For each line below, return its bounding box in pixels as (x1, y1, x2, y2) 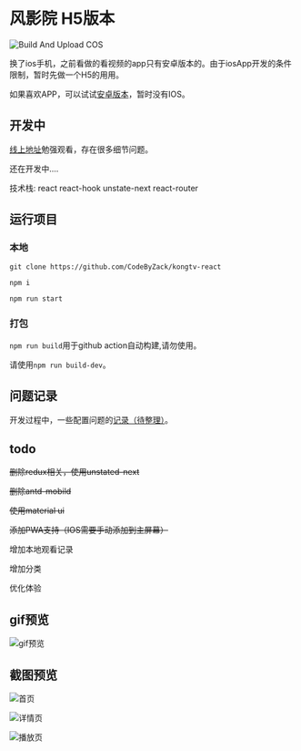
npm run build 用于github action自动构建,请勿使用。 (9, 339, 202, 351)
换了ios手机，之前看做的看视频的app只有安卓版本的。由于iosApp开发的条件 (9, 57, 293, 68)
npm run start (9, 294, 64, 303)
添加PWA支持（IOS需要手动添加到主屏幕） (9, 525, 169, 536)
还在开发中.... (9, 163, 59, 174)
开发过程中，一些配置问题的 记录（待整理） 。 (9, 414, 173, 425)
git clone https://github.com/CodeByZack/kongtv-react (9, 262, 222, 272)
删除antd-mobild (9, 486, 72, 497)
